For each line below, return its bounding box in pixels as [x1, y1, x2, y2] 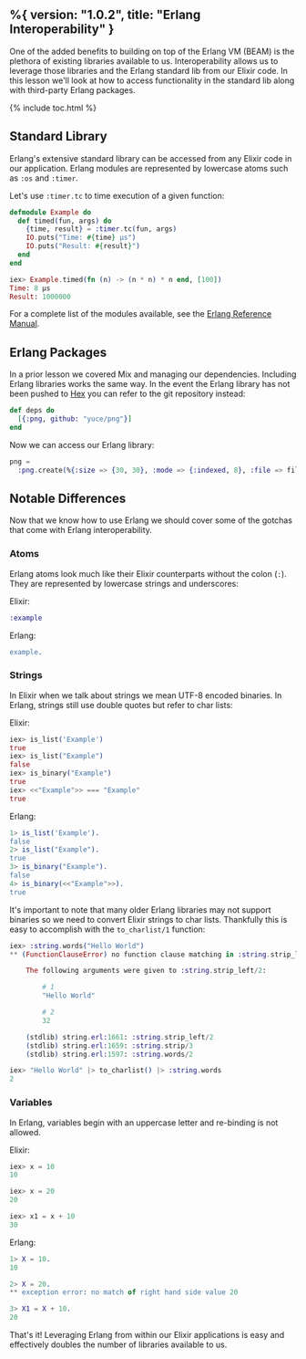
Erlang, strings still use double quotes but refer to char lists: [9, 699, 234, 710]
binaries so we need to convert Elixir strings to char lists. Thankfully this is [9, 914, 288, 925]
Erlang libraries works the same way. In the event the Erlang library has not [9, 379, 291, 390]
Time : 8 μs [9, 283, 51, 293]
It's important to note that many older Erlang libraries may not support [9, 904, 271, 915]
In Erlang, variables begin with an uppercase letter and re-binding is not [9, 1117, 279, 1128]
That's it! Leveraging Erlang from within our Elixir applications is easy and [9, 1330, 285, 1341]
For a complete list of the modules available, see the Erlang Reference [9, 308, 272, 319]
